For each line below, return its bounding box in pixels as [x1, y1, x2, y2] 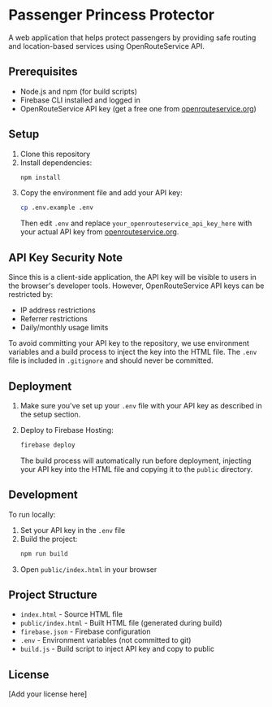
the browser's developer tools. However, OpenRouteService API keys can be [8, 281, 265, 290]
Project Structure [8, 587, 97, 601]
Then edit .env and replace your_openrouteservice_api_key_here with [19, 218, 253, 229]
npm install [19, 173, 61, 181]
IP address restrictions [19, 305, 96, 315]
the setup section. [19, 409, 81, 419]
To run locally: [8, 509, 56, 519]
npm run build [19, 549, 68, 558]
